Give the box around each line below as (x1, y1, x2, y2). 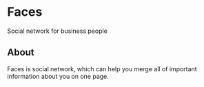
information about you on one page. (7, 72, 109, 80)
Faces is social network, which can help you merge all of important (7, 64, 198, 73)
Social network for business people (7, 27, 108, 35)
